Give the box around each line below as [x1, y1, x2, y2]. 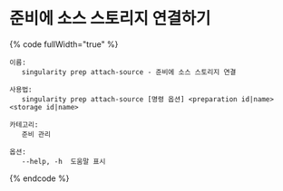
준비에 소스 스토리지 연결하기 [9, 8, 211, 29]
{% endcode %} [9, 173, 70, 184]
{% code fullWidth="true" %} [9, 38, 119, 50]
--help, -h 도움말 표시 [21, 157, 106, 166]
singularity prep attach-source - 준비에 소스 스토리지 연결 [21, 67, 237, 77]
